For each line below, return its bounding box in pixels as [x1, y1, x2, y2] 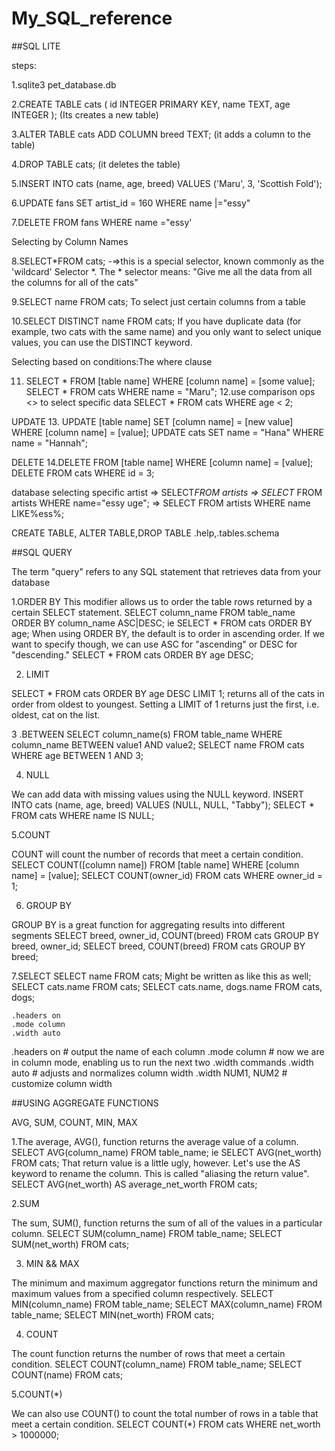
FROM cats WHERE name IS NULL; [11, 809, 155, 821]
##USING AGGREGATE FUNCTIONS [11, 1097, 159, 1109]
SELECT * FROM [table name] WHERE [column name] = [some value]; [25, 375, 316, 387]
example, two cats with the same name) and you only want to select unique [11, 325, 322, 337]
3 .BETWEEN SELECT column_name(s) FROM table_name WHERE [11, 728, 283, 740]
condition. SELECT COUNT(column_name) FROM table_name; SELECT [11, 1358, 303, 1370]
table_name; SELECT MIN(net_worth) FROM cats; [11, 1308, 215, 1321]
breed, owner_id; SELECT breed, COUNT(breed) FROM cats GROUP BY [11, 940, 306, 952]
